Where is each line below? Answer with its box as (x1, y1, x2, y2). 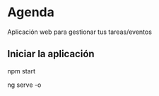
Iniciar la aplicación (7, 48, 95, 60)
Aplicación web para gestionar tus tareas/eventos (7, 28, 152, 36)
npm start (7, 66, 36, 75)
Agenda (7, 4, 54, 20)
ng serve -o (7, 80, 42, 89)
